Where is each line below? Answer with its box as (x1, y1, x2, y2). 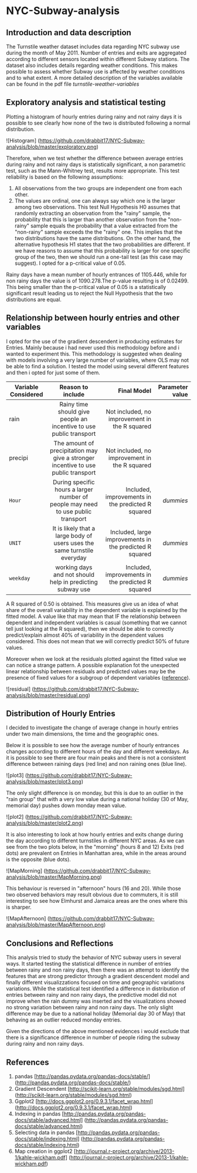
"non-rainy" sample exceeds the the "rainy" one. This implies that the (14, 228, 183, 236)
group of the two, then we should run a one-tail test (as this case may (14, 253, 183, 260)
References (6, 1057, 49, 1067)
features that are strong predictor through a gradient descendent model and (6, 973, 189, 980)
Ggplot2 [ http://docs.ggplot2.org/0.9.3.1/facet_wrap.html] (14, 1098, 154, 1105)
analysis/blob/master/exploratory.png (6, 143, 97, 150)
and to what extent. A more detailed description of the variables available (6, 75, 183, 81)
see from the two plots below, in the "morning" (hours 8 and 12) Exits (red (6, 843, 184, 851)
